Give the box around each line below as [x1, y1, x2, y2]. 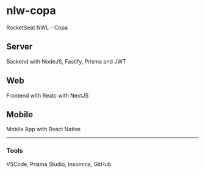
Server [6, 42, 33, 52]
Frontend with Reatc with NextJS [6, 92, 89, 99]
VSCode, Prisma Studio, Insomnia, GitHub [6, 160, 112, 168]
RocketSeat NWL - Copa [6, 24, 68, 31]
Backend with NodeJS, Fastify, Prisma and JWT [6, 57, 126, 65]
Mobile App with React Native [6, 126, 81, 133]
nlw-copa [6, 4, 56, 18]
